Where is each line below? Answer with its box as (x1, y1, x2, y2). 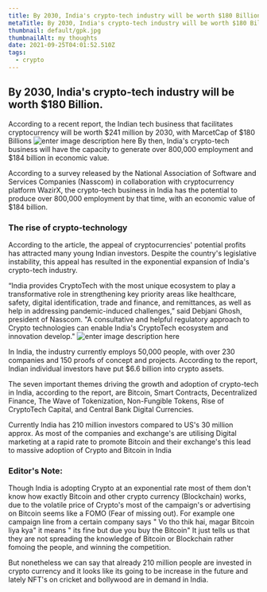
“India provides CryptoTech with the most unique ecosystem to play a (8, 280, 236, 290)
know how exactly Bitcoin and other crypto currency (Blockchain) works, (8, 492, 246, 501)
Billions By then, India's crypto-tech (8, 136, 230, 146)
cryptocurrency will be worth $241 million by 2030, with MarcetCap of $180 (8, 127, 256, 137)
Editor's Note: (8, 465, 64, 476)
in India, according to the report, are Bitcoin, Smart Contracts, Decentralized (8, 388, 257, 397)
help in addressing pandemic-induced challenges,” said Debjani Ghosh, (8, 306, 242, 315)
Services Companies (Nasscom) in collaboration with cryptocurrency (8, 177, 234, 186)
